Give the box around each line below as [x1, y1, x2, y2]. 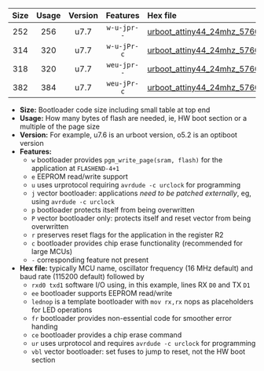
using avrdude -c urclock [31, 197, 115, 206]
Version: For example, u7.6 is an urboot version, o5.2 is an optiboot [19, 130, 238, 140]
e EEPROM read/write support [31, 172, 128, 181]
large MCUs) [31, 247, 73, 256]
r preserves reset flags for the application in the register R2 [31, 231, 224, 239]
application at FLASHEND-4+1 [31, 164, 120, 173]
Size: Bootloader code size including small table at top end [19, 105, 211, 115]
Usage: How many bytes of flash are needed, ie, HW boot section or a [19, 114, 247, 122]
